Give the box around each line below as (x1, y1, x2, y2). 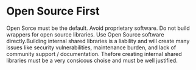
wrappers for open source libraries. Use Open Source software (6, 30, 164, 38)
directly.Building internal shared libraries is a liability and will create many (6, 37, 190, 44)
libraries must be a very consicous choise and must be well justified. (6, 57, 178, 64)
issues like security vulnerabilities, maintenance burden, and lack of (6, 44, 177, 51)
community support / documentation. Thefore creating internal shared (6, 50, 183, 57)
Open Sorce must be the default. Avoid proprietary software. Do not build (6, 24, 190, 32)
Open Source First (6, 4, 100, 18)
